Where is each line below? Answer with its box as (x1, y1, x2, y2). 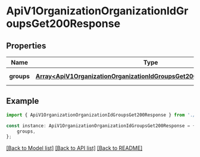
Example (6, 96, 39, 106)
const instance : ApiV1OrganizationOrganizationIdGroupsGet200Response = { (6, 122, 196, 129)
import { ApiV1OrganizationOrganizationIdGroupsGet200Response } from (6, 112, 185, 118)
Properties (6, 41, 46, 51)
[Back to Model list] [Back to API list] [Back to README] (6, 144, 143, 152)
